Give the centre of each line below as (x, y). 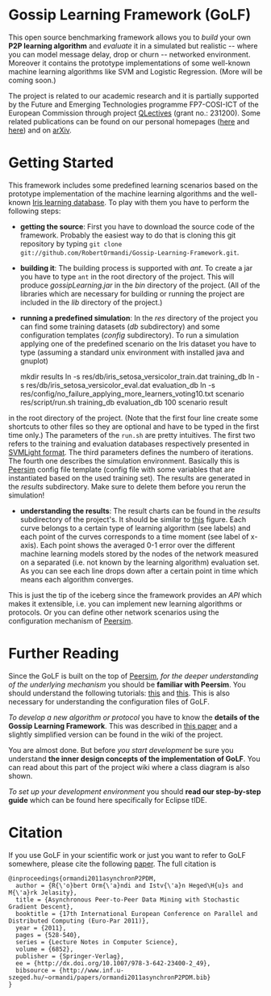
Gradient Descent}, (41, 906)
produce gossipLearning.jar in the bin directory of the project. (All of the (140, 285)
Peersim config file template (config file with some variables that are (122, 469)
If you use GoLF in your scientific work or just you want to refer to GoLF (127, 855)
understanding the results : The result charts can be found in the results (140, 511)
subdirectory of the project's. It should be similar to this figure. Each (133, 519)
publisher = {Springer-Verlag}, (70, 956)
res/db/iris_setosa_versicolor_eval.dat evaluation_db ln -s (121, 385)
